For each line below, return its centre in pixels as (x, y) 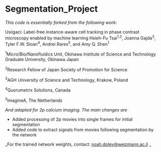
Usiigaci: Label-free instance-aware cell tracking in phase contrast (72, 32)
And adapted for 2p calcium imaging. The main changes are (66, 110)
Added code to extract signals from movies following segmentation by (83, 130)
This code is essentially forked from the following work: (61, 22)
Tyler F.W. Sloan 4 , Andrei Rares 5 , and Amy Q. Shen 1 (57, 43)
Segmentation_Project (51, 9)
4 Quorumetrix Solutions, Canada (38, 90)
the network (24, 134)
